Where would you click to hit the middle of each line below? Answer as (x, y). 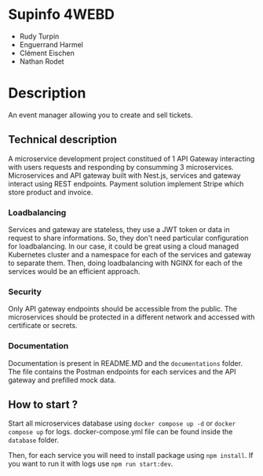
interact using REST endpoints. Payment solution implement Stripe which (126, 183)
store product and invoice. (51, 192)
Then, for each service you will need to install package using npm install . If (131, 456)
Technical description (63, 140)
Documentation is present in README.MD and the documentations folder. (126, 363)
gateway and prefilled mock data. (62, 380)
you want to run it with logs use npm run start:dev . (91, 464)
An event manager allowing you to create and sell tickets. (100, 115)
